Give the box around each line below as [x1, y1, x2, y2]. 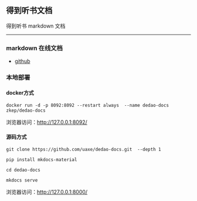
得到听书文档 [6, 5, 53, 16]
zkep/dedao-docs [6, 108, 46, 113]
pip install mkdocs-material [6, 157, 77, 163]
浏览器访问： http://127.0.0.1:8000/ [6, 189, 88, 196]
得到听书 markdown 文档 [6, 22, 66, 29]
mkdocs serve [6, 177, 38, 183]
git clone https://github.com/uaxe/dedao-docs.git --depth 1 [6, 146, 161, 153]
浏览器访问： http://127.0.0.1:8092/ [6, 119, 88, 126]
